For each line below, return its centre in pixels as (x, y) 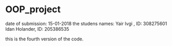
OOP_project (33, 9)
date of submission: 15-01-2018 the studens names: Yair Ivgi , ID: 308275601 (86, 24)
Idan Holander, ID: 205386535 (37, 29)
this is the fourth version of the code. (44, 39)
